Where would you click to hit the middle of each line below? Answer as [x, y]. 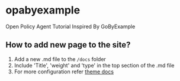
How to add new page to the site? [68, 45]
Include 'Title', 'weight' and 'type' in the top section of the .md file [94, 65]
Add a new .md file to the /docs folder [60, 59]
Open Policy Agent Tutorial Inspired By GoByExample [70, 26]
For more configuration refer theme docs [64, 72]
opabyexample [43, 10]
